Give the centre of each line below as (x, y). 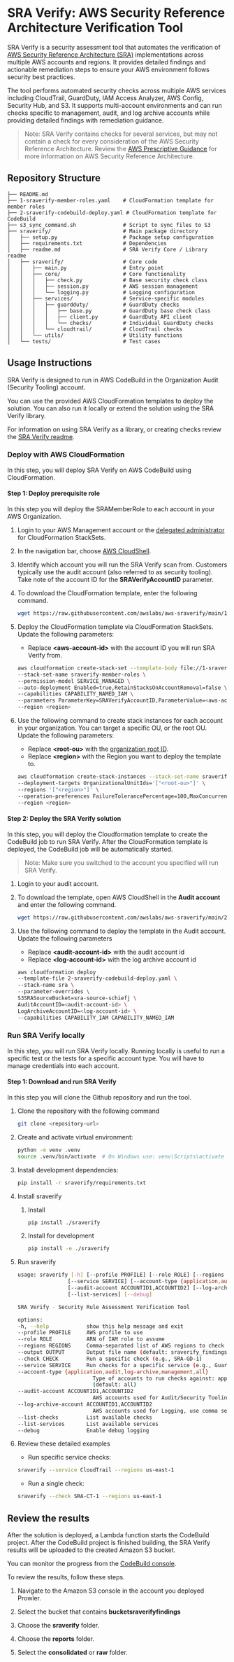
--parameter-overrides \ (53, 992)
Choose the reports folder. (56, 1639)
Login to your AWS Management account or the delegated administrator (121, 530)
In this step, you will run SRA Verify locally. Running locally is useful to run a (116, 1051)
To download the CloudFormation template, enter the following (107, 593)
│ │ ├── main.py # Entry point (86, 268)
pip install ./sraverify (64, 1223)
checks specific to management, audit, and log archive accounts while (109, 113)
